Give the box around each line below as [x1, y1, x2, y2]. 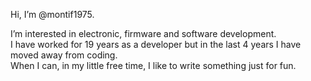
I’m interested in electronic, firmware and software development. [10, 28, 277, 39]
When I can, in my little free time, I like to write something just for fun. [10, 60, 297, 71]
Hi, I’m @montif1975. [10, 9, 95, 20]
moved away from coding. [10, 49, 118, 61]
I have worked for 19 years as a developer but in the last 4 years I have [10, 39, 302, 50]
